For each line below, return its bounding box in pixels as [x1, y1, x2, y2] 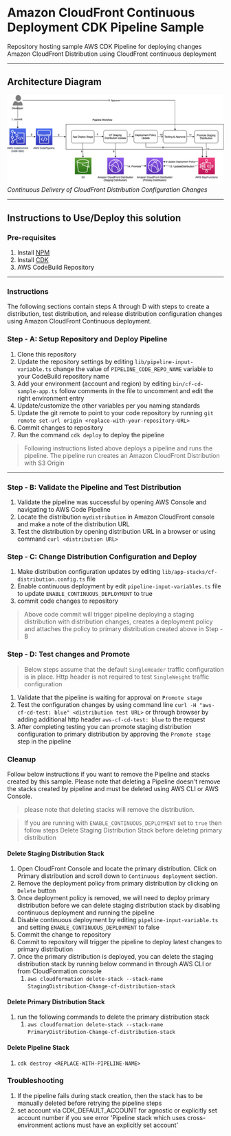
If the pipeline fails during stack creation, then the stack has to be [16, 1091, 203, 1099]
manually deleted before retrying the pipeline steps [16, 1099, 162, 1107]
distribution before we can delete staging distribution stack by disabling [16, 901, 221, 910]
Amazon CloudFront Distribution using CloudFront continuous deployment [7, 50, 217, 58]
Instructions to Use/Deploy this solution [7, 212, 181, 223]
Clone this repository [16, 350, 77, 358]
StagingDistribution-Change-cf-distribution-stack [27, 983, 176, 990]
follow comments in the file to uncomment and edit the [58, 386, 214, 395]
